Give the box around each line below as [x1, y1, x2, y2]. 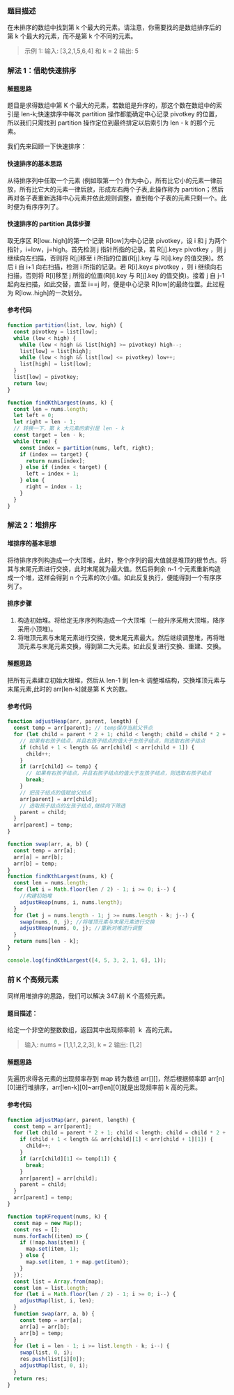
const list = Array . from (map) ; [13, 1278, 104, 1285]
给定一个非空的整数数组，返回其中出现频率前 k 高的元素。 [7, 1026, 176, 1034]
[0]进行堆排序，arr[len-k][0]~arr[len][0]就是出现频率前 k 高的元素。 [7, 1083, 202, 1091]
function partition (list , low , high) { [7, 322, 123, 329]
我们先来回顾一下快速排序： [7, 142, 87, 150]
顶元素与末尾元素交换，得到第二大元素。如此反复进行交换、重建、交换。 [17, 642, 225, 650]
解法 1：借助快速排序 [7, 66, 77, 76]
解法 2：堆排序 [7, 520, 57, 530]
